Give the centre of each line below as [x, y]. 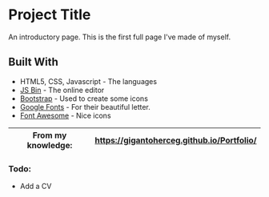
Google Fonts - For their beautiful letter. [85, 107]
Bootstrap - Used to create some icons [84, 98]
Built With [33, 62]
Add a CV [36, 187]
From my [50, 135]
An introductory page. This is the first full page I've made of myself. [119, 37]
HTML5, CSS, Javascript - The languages [88, 81]
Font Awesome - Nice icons [65, 115]
